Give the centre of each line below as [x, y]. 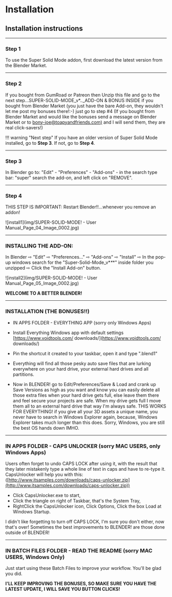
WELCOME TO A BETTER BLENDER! [44, 293]
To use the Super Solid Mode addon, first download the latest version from [84, 60]
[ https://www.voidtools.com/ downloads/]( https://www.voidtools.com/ [87, 338]
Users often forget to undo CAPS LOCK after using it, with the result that [81, 464]
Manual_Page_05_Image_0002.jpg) [42, 283]
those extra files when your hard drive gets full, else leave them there [86, 395]
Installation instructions [44, 28]
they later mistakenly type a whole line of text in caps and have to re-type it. [85, 469]
